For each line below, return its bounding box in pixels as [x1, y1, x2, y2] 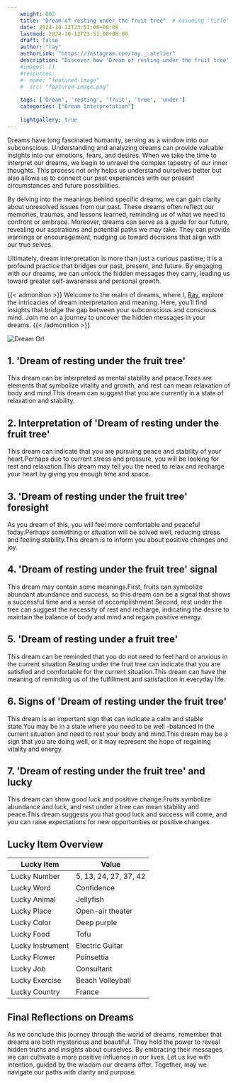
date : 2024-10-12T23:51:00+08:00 [20, 23, 119, 31]
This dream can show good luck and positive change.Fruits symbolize [7, 795, 211, 804]
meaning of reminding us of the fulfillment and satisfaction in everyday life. [7, 675, 226, 683]
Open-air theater [75, 906, 133, 916]
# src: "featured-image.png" [20, 83, 110, 90]
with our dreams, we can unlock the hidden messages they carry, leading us [7, 269, 230, 277]
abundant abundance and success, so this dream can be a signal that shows [7, 589, 231, 598]
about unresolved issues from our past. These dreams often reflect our [7, 202, 215, 210]
